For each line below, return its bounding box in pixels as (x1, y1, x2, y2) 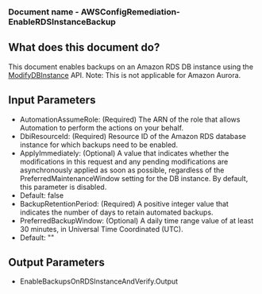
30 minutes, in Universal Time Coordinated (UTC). (19, 224, 184, 234)
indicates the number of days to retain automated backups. (19, 207, 214, 217)
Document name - (8, 6, 79, 17)
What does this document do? (8, 41, 160, 54)
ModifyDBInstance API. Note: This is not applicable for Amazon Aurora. (8, 70, 241, 79)
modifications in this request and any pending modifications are (19, 157, 229, 166)
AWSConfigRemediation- (80, 6, 181, 17)
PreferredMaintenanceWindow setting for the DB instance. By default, (19, 173, 249, 183)
